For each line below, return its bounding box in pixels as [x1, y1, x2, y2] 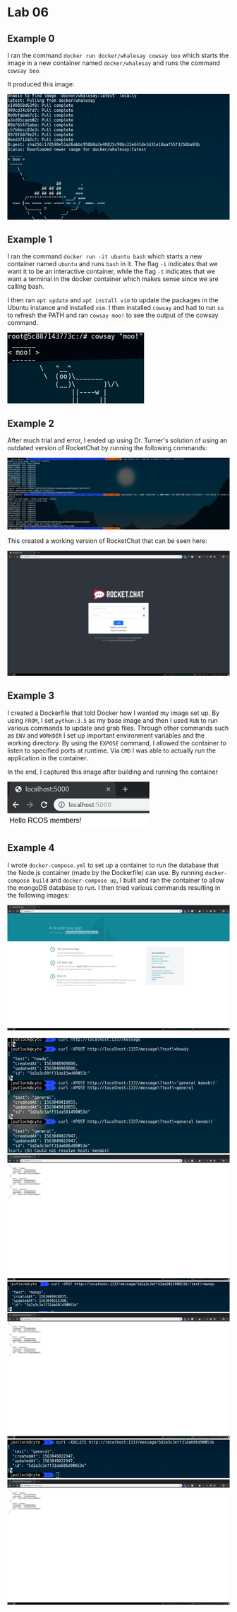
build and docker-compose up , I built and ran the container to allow [32, 876, 224, 884]
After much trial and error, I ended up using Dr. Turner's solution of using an [7, 436, 228, 445]
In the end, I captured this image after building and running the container [7, 767, 219, 776]
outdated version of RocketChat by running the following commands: [7, 444, 207, 452]
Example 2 [7, 417, 54, 429]
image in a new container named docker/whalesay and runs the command [7, 59, 221, 67]
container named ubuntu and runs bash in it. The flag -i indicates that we [7, 260, 218, 268]
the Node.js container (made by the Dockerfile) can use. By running [7, 868, 204, 876]
